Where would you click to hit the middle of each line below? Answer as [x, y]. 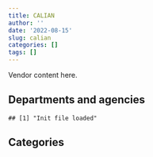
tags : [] [23, 52]
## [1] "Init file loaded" [53, 118]
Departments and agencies [76, 100]
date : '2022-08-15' [40, 30]
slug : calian [30, 38]
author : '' [26, 23]
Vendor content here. [43, 75]
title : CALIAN [32, 15]
